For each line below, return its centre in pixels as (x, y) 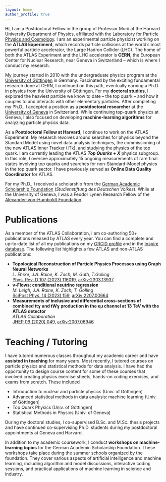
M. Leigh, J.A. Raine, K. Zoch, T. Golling (53, 290)
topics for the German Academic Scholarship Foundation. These (89, 448)
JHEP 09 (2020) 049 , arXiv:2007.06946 (53, 322)
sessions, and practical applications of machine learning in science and (78, 469)
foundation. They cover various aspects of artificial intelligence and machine (83, 458)
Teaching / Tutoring (46, 342)
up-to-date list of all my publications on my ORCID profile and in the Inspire (82, 244)
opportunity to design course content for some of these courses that (75, 371)
